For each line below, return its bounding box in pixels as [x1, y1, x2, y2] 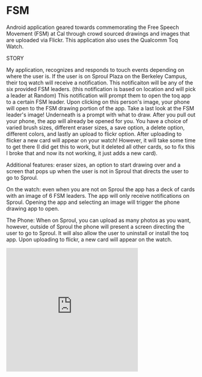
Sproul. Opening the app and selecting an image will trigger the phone [6, 198, 180, 206]
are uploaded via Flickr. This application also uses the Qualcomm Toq [6, 36, 179, 43]
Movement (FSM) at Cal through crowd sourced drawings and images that [6, 30, 190, 37]
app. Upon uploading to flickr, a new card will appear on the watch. [6, 236, 173, 243]
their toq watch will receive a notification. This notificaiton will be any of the [6, 79, 194, 86]
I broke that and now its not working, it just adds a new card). [6, 149, 158, 157]
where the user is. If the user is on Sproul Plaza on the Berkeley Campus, [6, 72, 187, 80]
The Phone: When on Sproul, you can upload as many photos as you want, [6, 217, 191, 224]
